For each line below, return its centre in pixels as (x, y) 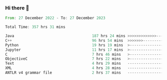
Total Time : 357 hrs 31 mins (35, 27)
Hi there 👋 (17, 8)
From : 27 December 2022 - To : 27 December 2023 (55, 18)
